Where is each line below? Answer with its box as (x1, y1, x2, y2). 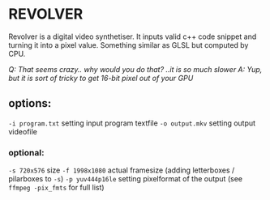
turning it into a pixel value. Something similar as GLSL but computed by (8, 40, 249, 49)
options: (8, 96, 52, 110)
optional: (8, 147, 45, 158)
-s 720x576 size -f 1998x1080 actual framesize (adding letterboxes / (8, 165, 235, 175)
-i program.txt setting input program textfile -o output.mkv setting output (8, 118, 256, 128)
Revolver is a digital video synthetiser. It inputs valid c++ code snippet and (8, 32, 257, 41)
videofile (8, 126, 38, 136)
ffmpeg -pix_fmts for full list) (8, 183, 105, 193)
